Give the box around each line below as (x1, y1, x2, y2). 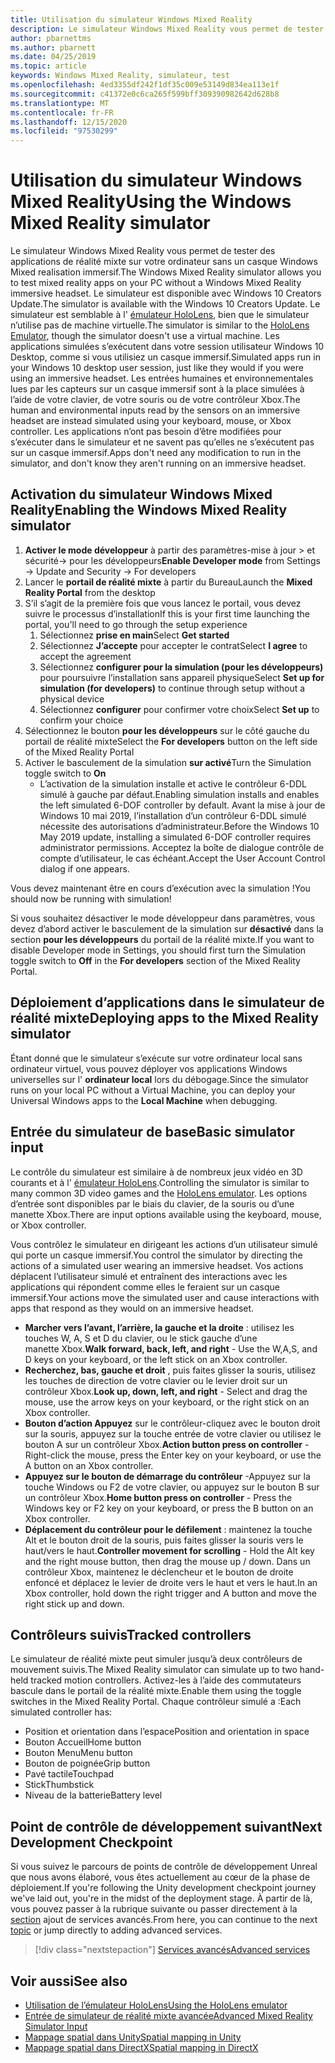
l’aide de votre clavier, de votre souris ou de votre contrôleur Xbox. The (10, 394, 301, 406)
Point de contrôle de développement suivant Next (10, 1818, 323, 1835)
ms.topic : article (10, 61, 87, 71)
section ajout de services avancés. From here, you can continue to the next (10, 1914, 318, 1926)
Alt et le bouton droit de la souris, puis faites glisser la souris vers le (24, 1534, 304, 1546)
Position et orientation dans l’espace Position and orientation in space (24, 1726, 310, 1738)
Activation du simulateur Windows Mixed (10, 486, 273, 503)
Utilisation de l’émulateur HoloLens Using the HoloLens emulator (24, 1999, 288, 2011)
